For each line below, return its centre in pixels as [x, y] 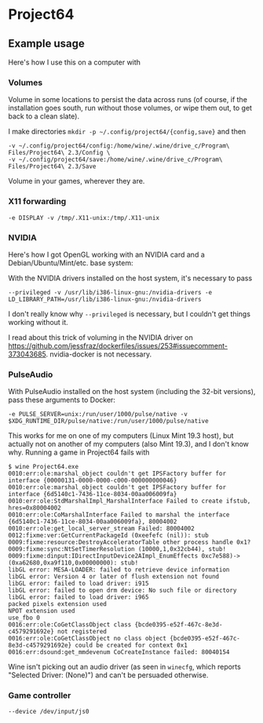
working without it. [38, 322]
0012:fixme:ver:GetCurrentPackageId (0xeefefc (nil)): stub [109, 535]
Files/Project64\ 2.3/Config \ [59, 153]
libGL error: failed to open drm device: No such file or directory [122, 590]
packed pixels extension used [58, 604]
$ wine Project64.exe [44, 467]
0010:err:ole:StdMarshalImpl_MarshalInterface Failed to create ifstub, [130, 501]
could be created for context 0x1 [131, 645]
